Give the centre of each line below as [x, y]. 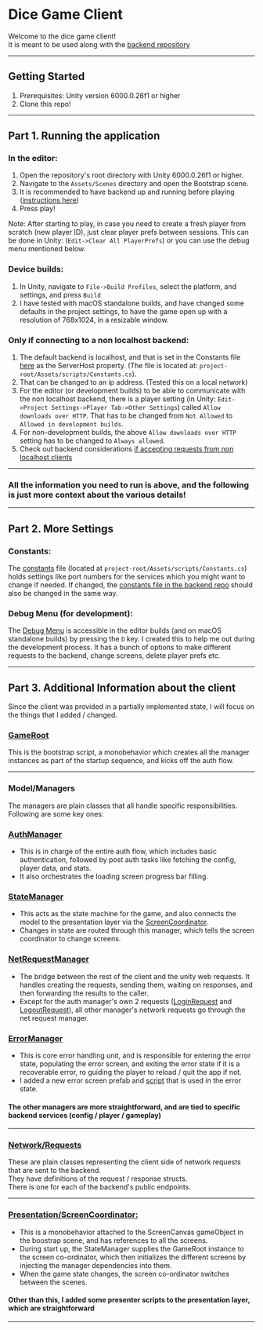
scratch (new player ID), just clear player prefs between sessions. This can [128, 232]
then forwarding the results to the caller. [84, 993]
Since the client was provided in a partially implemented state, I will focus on [131, 707]
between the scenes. [53, 1282]
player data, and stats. [55, 868]
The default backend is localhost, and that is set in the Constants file [130, 357]
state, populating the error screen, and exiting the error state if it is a [130, 1063]
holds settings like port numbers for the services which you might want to [127, 577]
